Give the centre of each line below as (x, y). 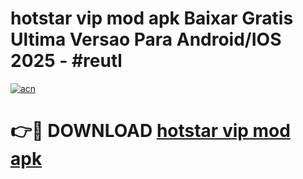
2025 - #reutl (66, 61)
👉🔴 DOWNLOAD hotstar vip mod (150, 131)
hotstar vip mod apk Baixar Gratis (152, 18)
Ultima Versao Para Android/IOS (146, 39)
